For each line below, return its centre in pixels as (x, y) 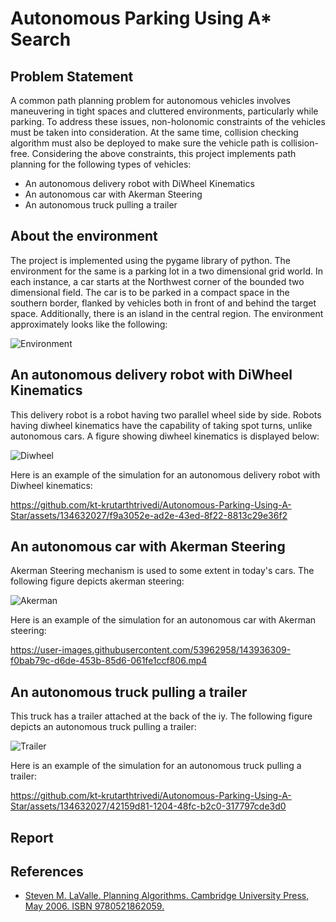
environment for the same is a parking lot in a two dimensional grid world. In (167, 271)
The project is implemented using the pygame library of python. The (150, 260)
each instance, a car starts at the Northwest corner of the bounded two (157, 281)
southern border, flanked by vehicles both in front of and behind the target (163, 303)
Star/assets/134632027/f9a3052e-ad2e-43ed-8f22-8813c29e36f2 (149, 515)
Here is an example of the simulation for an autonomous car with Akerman (163, 620)
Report (32, 837)
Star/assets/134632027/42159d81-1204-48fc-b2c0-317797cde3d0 (148, 806)
